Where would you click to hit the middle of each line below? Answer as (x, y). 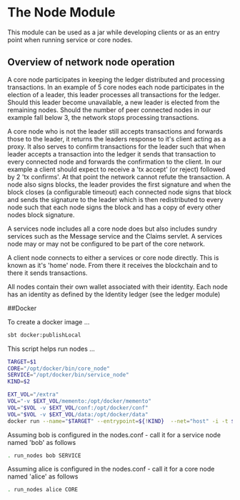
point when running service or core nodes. (70, 39)
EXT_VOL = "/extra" (33, 395)
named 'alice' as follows (43, 476)
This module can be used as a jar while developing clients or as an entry (114, 32)
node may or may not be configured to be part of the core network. (106, 244)
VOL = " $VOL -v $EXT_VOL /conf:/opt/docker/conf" (78, 408)
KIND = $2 (19, 382)
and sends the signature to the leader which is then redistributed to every (115, 199)
